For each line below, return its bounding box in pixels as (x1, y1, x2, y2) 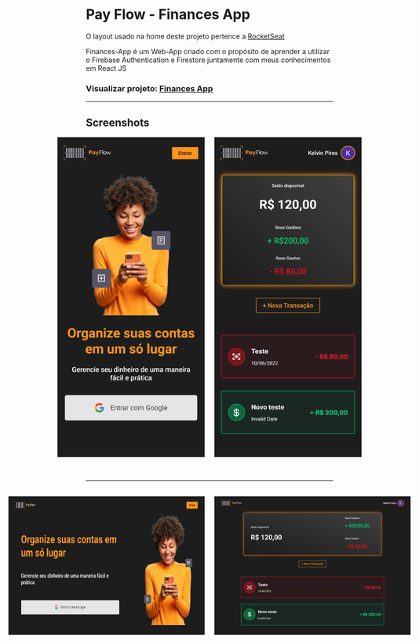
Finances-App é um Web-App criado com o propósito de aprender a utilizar (86, 46, 330, 56)
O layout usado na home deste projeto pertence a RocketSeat (86, 31, 286, 41)
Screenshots (86, 116, 150, 129)
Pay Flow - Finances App (86, 6, 250, 24)
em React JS (86, 63, 127, 72)
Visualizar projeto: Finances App (86, 83, 213, 94)
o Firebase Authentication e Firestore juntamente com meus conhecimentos (86, 55, 331, 64)
